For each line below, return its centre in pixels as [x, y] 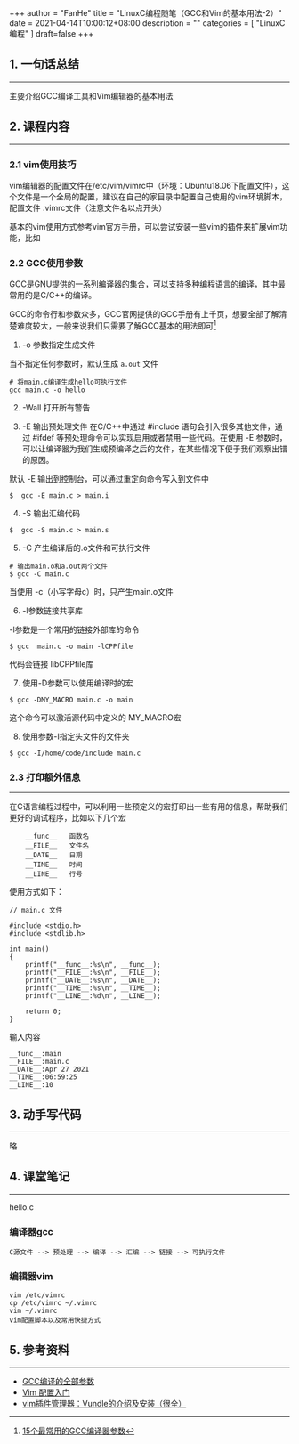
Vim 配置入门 [46, 1392]
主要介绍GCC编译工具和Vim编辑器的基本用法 [91, 95]
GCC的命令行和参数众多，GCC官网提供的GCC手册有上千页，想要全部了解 [144, 314]
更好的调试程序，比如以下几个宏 [68, 818]
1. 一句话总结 [44, 65]
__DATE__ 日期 [54, 856]
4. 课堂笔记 [40, 1176]
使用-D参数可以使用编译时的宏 [77, 683]
